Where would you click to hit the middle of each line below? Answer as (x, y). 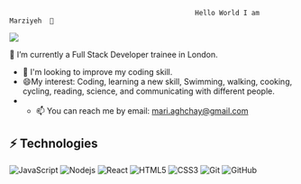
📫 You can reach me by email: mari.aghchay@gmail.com (142, 111)
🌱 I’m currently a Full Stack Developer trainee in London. (114, 55)
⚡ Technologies (54, 144)
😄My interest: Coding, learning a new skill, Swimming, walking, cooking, (157, 82)
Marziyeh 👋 (32, 21)
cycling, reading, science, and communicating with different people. (148, 91)
